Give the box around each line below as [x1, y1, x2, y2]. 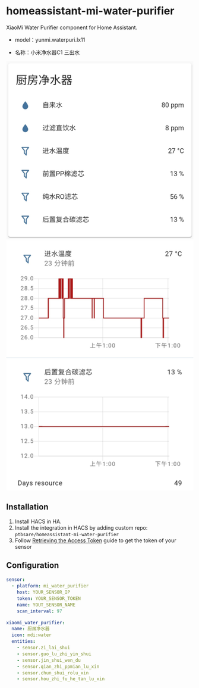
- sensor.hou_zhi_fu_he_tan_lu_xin [17, 676, 105, 682]
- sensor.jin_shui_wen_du [17, 657, 81, 663]
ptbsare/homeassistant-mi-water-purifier [14, 531, 119, 537]
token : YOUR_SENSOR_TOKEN [17, 595, 81, 602]
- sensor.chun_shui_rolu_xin [17, 670, 89, 676]
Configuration [6, 560, 59, 570]
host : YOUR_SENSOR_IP [17, 589, 70, 596]
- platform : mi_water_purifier [11, 583, 89, 589]
